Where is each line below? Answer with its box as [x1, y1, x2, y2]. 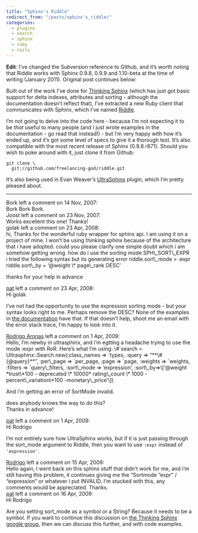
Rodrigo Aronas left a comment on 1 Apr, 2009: [6, 332, 120, 339]
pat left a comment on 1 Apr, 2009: [6, 417, 90, 424]
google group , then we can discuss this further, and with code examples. [6, 520, 183, 527]
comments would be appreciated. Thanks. [6, 483, 108, 491]
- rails [11, 47, 31, 53]
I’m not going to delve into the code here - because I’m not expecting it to [6, 117, 184, 125]
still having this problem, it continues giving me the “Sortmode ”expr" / [6, 471, 177, 478]
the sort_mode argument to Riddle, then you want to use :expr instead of [6, 441, 183, 448]
